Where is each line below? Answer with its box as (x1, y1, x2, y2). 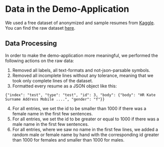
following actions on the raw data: (5, 58, 74, 64)
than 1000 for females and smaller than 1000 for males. (12, 137, 125, 143)
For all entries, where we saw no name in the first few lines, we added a (12, 126, 158, 132)
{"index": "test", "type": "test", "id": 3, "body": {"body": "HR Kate (5, 92, 156, 97)
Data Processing (5, 39, 57, 48)
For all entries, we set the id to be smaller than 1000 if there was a (12, 105, 147, 111)
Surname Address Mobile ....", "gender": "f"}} (5, 97, 105, 102)
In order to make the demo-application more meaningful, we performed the (5, 52, 158, 58)
